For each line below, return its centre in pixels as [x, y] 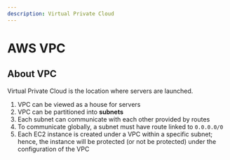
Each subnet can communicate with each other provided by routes [114, 119]
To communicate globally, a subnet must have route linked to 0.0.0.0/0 [120, 126]
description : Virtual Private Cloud [61, 14]
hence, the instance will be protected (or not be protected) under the [117, 141]
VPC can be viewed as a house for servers [79, 104]
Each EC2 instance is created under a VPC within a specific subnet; [115, 134]
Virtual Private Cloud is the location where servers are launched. [100, 91]
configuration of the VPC [53, 149]
